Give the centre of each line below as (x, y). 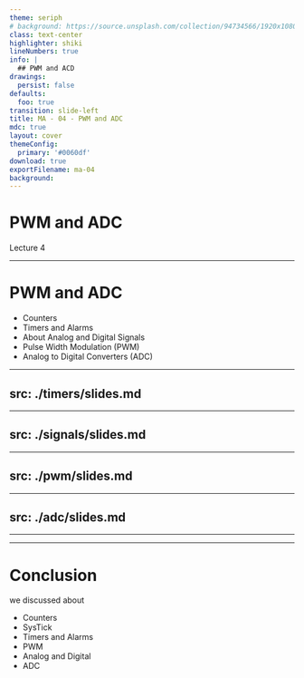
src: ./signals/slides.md (78, 435)
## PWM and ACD (46, 69)
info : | (24, 60)
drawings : (28, 77)
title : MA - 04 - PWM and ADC (66, 119)
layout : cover (36, 136)
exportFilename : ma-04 (52, 169)
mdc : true (28, 128)
